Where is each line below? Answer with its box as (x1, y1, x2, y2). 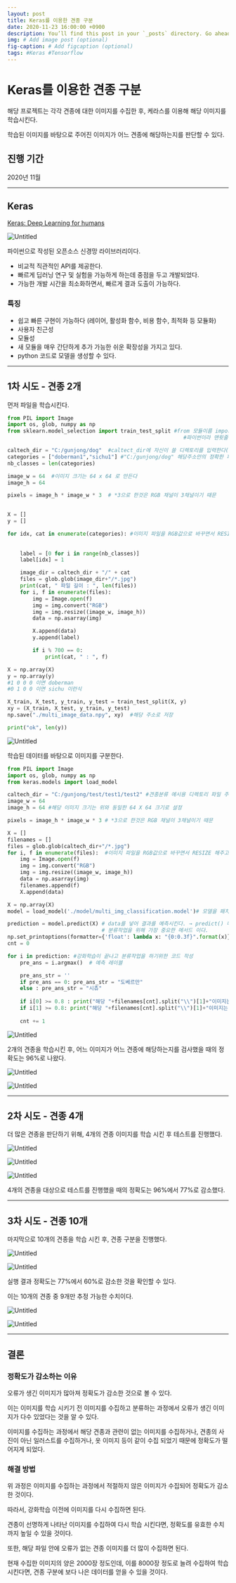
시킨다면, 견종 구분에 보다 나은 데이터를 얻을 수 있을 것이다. (7, 1568, 169, 1576)
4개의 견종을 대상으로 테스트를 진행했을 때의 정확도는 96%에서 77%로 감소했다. (7, 1186, 225, 1194)
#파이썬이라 (183, 434, 211, 442)
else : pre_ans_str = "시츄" (20, 985, 103, 992)
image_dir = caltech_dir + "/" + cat (20, 569, 131, 577)
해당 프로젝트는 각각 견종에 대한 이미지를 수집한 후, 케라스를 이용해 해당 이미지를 (7, 106, 227, 115)
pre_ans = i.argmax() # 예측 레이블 (20, 959, 123, 966)
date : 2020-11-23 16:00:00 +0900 (7, 23, 105, 30)
